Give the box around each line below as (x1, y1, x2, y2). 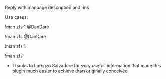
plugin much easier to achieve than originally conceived (12, 68, 128, 74)
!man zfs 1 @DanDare (5, 24, 49, 30)
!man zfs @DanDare (5, 34, 46, 39)
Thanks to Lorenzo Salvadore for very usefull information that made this (12, 63, 161, 68)
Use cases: (5, 14, 28, 20)
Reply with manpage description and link (5, 5, 89, 10)
